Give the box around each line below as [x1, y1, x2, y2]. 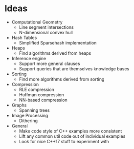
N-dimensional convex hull [19, 29, 73, 35]
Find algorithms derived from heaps [19, 50, 91, 56]
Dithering [19, 118, 38, 124]
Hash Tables [11, 35, 37, 41]
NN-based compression [19, 97, 68, 103]
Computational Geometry [11, 19, 63, 25]
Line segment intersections [19, 24, 74, 30]
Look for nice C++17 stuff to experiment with [19, 138, 110, 144]
